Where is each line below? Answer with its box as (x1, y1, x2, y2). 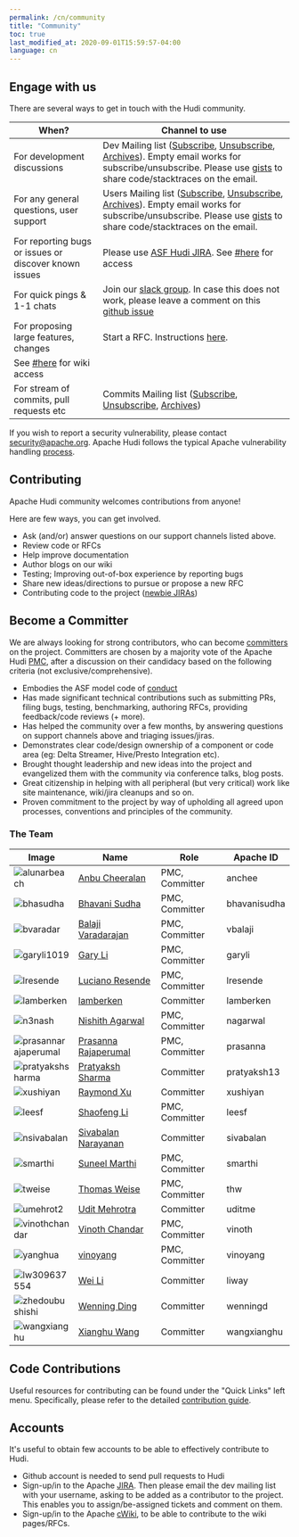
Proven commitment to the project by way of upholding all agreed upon (21, 796, 284, 807)
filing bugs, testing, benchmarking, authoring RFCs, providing (21, 701, 247, 712)
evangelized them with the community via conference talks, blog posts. (21, 768, 284, 779)
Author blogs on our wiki (21, 558, 113, 569)
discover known (13, 257, 80, 269)
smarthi (226, 1157, 258, 1169)
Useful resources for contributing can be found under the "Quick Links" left (9, 1384, 286, 1396)
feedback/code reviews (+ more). (21, 711, 145, 722)
